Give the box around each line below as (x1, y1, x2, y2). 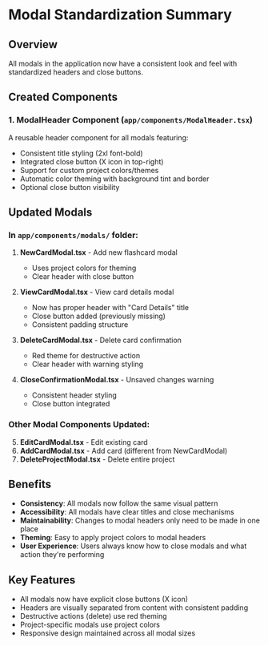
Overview (8, 38, 58, 51)
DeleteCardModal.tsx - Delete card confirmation (19, 335, 182, 345)
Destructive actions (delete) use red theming (19, 612, 167, 621)
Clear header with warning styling (31, 359, 144, 369)
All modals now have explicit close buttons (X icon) (19, 595, 189, 604)
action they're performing (19, 550, 105, 559)
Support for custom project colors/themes (19, 165, 159, 175)
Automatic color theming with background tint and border (19, 174, 210, 184)
